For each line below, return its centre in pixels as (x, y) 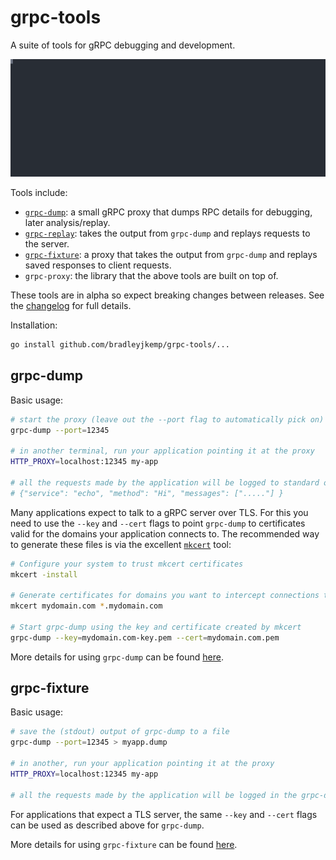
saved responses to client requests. (98, 265)
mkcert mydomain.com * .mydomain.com (86, 606)
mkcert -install (44, 574)
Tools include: (39, 192)
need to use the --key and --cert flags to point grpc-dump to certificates (158, 523)
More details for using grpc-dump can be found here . (117, 657)
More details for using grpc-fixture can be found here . (124, 844)
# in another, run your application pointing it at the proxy (142, 764)
